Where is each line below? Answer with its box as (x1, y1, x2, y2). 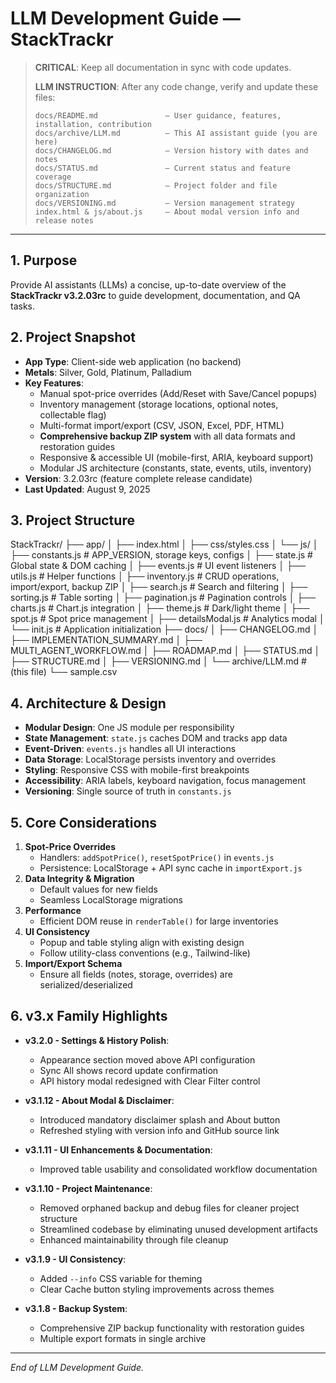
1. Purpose (10, 252, 78, 269)
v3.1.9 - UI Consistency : (24, 1253, 127, 1265)
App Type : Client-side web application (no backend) (24, 355, 242, 367)
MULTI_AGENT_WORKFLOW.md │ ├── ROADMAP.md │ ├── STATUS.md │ (10, 645, 321, 657)
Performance (24, 905, 82, 916)
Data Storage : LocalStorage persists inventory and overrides (24, 753, 277, 766)
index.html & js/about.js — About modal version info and (34, 207, 300, 217)
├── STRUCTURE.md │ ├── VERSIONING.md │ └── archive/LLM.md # (10, 655, 307, 667)
